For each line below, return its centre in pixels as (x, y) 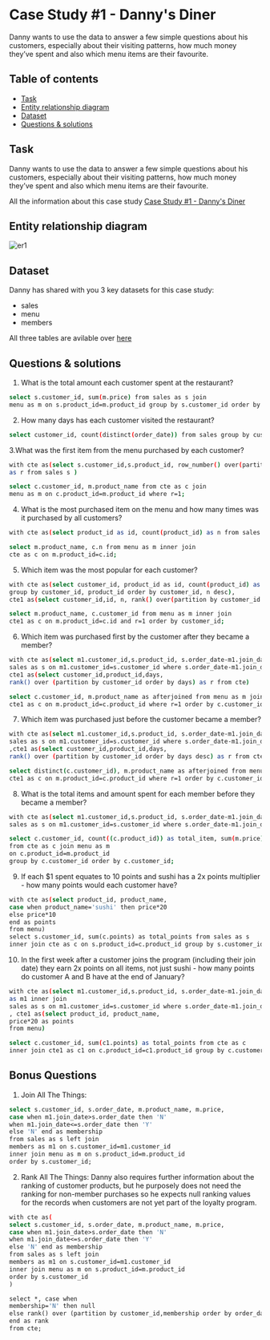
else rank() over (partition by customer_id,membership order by (120, 1314)
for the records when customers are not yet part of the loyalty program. (139, 1202)
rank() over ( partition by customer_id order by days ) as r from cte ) (129, 682)
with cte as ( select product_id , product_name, (88, 899)
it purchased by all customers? (71, 518)
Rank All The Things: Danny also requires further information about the (137, 1177)
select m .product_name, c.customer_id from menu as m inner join (120, 614)
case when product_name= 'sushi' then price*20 (88, 907)
